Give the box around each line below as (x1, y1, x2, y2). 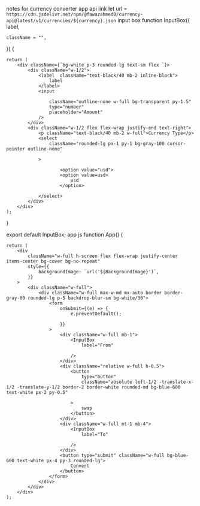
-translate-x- (159, 379, 195, 385)
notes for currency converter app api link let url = (6, 5, 128, 12)
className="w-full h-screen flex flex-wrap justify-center (28, 253, 178, 259)
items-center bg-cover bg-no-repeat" (6, 258, 101, 264)
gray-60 (6, 295, 26, 301)
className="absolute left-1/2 (81, 379, 157, 385)
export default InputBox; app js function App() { (6, 231, 123, 238)
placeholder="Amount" (49, 109, 103, 115)
